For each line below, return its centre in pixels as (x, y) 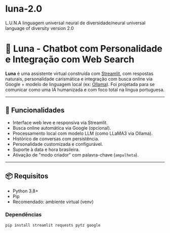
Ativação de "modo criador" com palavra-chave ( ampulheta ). (76, 154)
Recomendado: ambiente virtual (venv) (53, 202)
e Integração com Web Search (70, 60)
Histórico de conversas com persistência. (56, 139)
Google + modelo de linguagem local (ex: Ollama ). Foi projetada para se (80, 84)
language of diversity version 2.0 (40, 28)
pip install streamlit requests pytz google (53, 225)
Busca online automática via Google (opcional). (62, 128)
